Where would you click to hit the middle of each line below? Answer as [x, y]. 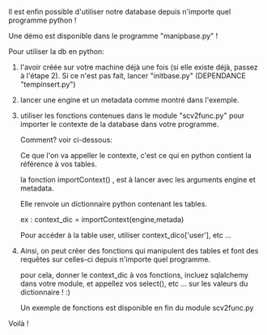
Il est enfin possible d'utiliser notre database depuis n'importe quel [120, 12]
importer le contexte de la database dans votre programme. [119, 124]
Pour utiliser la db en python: [57, 51]
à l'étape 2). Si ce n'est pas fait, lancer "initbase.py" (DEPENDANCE [133, 75]
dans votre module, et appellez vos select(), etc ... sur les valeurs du [134, 283]
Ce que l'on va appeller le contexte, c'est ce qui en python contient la [136, 155]
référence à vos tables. [58, 164]
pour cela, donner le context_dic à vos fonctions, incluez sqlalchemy [134, 275]
